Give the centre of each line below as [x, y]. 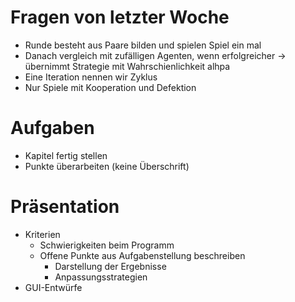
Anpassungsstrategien [101, 277]
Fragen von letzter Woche [120, 17]
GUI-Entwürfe [53, 287]
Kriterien [42, 234]
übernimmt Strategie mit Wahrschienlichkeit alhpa [127, 66]
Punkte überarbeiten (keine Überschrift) [107, 166]
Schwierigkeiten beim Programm [107, 245]
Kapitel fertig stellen [66, 155]
